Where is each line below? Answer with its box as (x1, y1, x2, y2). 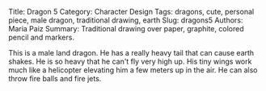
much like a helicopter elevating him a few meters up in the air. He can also (8, 65, 258, 75)
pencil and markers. (8, 32, 75, 42)
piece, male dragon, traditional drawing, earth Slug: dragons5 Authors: (8, 15, 243, 25)
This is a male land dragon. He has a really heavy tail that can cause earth (8, 48, 255, 57)
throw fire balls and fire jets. (8, 74, 102, 83)
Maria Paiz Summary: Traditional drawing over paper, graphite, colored (8, 24, 244, 33)
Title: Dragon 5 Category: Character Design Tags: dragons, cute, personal (8, 7, 255, 16)
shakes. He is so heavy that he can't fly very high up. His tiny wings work (8, 56, 252, 66)
